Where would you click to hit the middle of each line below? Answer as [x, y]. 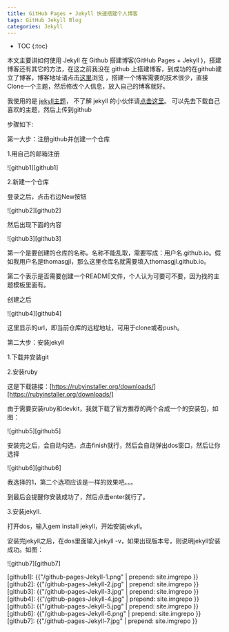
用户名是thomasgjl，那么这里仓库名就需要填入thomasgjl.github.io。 [114, 262]
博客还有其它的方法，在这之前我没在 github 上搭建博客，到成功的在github [111, 69]
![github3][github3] [34, 239]
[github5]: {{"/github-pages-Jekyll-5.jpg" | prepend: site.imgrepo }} [103, 606]
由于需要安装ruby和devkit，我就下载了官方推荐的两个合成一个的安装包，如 [113, 408]
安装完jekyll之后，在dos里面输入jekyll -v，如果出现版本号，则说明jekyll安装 [114, 541]
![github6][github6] [34, 468]
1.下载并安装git [28, 357]
